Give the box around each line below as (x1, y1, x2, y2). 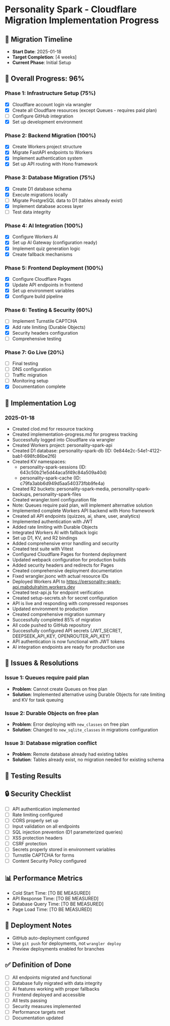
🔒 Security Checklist (5, 789, 71, 799)
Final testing (12, 360, 38, 366)
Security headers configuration (12, 330, 78, 336)
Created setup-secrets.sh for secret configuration (12, 595, 118, 601)
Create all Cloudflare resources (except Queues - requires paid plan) (12, 107, 157, 113)
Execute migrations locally (12, 191, 68, 198)
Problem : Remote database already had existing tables (12, 751, 129, 758)
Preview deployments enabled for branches (12, 945, 104, 952)
